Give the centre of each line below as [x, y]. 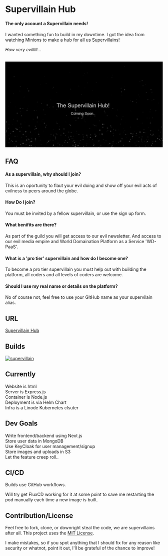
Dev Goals [21, 424]
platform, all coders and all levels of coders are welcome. [64, 275]
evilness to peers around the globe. [42, 191]
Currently [20, 374]
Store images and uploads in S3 [38, 452]
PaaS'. [12, 247]
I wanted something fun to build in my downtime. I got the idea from [75, 35]
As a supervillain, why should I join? [43, 174]
